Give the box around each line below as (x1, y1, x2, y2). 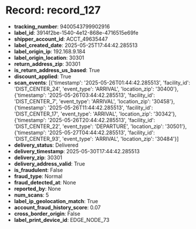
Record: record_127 (5, 4, 101, 17)
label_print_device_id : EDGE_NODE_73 (13, 216, 110, 223)
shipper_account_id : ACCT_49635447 (13, 35, 108, 42)
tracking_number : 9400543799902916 (13, 23, 110, 30)
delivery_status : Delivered (13, 142, 79, 149)
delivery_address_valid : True (13, 160, 86, 167)
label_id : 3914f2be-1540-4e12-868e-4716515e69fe (13, 29, 138, 36)
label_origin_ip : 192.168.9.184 (13, 48, 86, 55)
